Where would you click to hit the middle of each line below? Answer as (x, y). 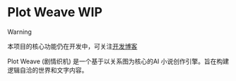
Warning (19, 32)
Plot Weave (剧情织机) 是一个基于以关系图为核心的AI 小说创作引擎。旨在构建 (118, 61)
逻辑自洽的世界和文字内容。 (48, 70)
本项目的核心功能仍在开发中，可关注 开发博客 (72, 46)
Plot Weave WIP (55, 12)
